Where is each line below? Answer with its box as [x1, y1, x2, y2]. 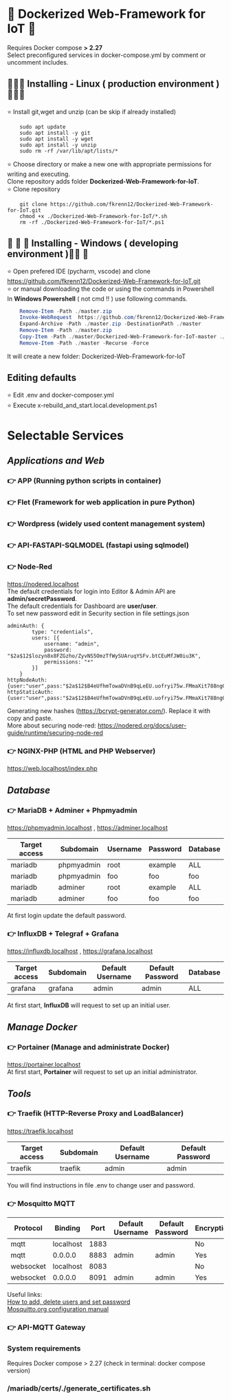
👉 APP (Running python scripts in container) [7, 476, 162, 485]
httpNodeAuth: [7, 677, 48, 683]
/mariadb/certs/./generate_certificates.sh [7, 1383, 151, 1393]
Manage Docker [7, 1021, 78, 1033]
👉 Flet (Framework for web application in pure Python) [7, 498, 195, 507]
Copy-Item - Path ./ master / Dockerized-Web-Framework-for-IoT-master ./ [19, 333, 226, 340]
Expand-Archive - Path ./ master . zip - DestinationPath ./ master [19, 320, 201, 327]
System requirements [7, 1344, 81, 1353]
